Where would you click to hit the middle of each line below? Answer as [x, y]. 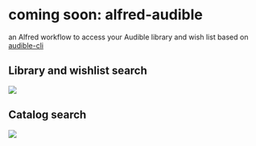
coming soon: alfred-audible [105, 15]
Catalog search [47, 115]
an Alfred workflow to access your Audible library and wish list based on [128, 37]
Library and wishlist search [78, 71]
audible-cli [26, 45]
